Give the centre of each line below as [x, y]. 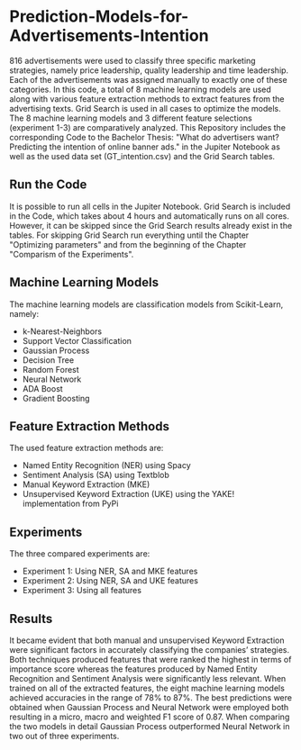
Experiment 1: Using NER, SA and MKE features [110, 571]
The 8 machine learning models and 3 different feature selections [131, 118]
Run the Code [48, 185]
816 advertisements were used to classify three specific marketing [132, 60]
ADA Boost [42, 388]
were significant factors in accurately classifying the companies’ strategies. [150, 650]
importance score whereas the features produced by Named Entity [133, 669]
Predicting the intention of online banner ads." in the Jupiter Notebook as [145, 147]
